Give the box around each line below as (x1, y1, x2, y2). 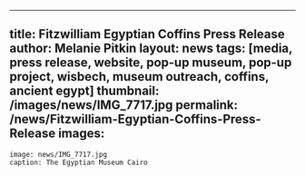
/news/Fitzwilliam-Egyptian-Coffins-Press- (9, 112, 261, 127)
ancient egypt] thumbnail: (9, 83, 160, 99)
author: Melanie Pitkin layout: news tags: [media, (9, 41, 293, 56)
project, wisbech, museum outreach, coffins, (9, 69, 270, 84)
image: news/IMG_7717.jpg (9, 150, 107, 159)
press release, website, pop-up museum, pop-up (9, 55, 292, 71)
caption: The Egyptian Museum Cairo (9, 158, 148, 167)
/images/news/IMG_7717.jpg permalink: (9, 97, 239, 113)
